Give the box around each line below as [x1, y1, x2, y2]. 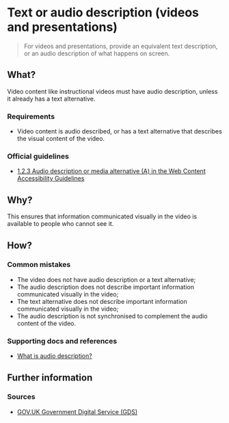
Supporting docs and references [7, 336, 118, 346]
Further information [7, 372, 93, 383]
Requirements [7, 112, 55, 121]
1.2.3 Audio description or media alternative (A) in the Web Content [16, 167, 206, 175]
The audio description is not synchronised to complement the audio [16, 311, 208, 320]
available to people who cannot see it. [7, 220, 114, 228]
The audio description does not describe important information [16, 283, 195, 291]
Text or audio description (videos [7, 5, 200, 21]
